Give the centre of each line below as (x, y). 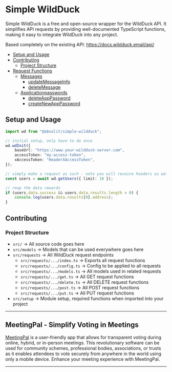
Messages (31, 76)
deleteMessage (44, 87)
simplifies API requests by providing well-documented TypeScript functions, (86, 29)
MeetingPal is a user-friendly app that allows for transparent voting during (83, 337)
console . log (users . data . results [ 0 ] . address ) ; (64, 198)
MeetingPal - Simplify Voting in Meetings (72, 325)
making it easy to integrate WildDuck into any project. (62, 34)
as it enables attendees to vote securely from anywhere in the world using (83, 354)
